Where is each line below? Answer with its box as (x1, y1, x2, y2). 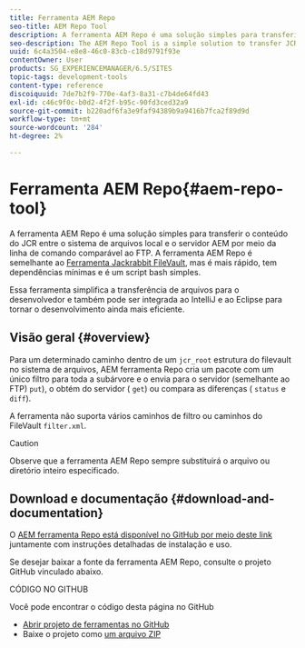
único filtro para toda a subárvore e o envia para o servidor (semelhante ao (9, 374, 290, 384)
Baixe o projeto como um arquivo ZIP (22, 629, 162, 640)
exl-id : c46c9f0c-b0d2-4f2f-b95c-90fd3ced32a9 (9, 97, 189, 107)
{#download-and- (171, 492, 275, 507)
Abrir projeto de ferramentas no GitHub (22, 619, 170, 630)
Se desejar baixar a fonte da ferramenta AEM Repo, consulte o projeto (9, 556, 272, 568)
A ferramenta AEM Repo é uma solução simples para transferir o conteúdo (9, 228, 289, 239)
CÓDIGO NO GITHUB (9, 583, 89, 595)
